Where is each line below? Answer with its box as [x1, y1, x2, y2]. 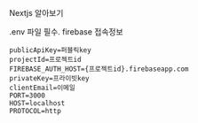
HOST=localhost [9, 99, 66, 108]
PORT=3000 [9, 91, 46, 100]
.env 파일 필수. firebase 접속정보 [9, 27, 123, 37]
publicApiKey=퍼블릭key [9, 46, 91, 55]
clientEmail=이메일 [9, 83, 75, 92]
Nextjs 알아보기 [9, 8, 64, 18]
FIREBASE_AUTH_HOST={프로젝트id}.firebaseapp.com [9, 65, 189, 73]
